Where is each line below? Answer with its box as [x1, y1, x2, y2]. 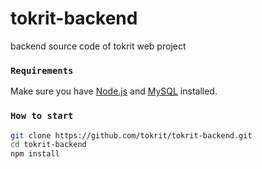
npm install [10, 149, 60, 159]
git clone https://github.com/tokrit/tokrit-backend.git [10, 130, 253, 141]
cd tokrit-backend [10, 140, 87, 150]
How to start [10, 110, 74, 122]
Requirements [10, 65, 74, 76]
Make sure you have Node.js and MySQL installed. [10, 85, 218, 97]
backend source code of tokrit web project [10, 40, 187, 52]
